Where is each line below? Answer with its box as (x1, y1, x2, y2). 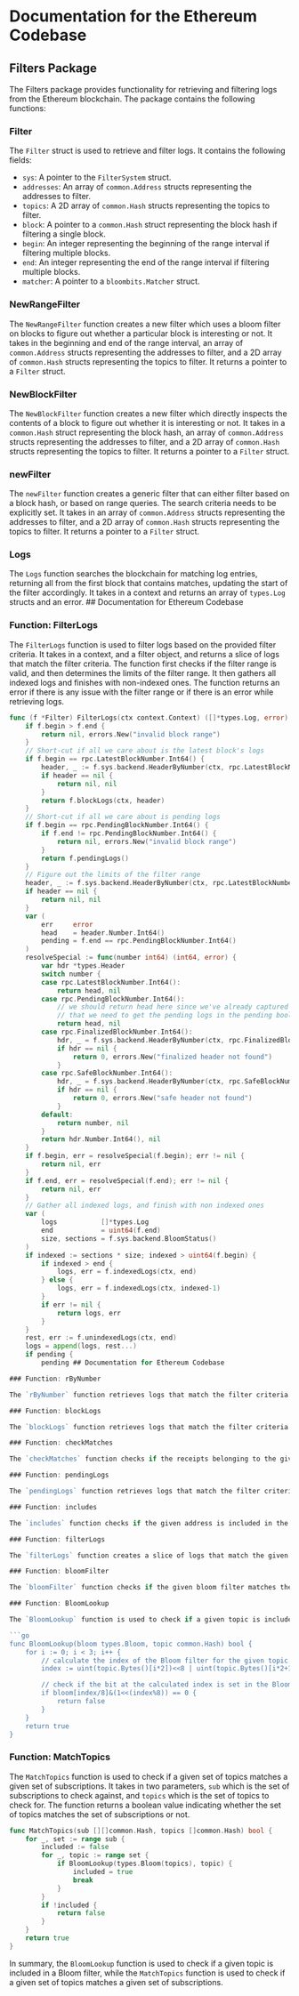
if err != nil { (41, 1300, 101, 1309)
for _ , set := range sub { (25, 1834, 125, 1843)
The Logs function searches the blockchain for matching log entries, (9, 568, 258, 579)
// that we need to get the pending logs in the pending (56, 1011, 273, 1020)
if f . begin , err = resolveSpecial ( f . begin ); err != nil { (25, 1152, 245, 1161)
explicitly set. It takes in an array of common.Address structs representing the (9, 507, 286, 518)
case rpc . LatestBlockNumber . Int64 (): (41, 978, 181, 986)
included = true (72, 1868, 133, 1877)
